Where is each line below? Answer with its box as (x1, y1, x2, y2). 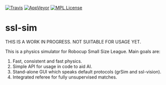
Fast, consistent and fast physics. (12, 58, 82, 64)
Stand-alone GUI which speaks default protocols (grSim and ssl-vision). (12, 68, 162, 74)
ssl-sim (5, 22, 37, 33)
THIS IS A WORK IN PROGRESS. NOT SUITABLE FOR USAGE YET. (5, 38, 141, 44)
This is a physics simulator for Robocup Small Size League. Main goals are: (5, 48, 160, 54)
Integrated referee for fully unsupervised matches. (12, 74, 117, 80)
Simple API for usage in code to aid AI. (12, 63, 93, 69)
